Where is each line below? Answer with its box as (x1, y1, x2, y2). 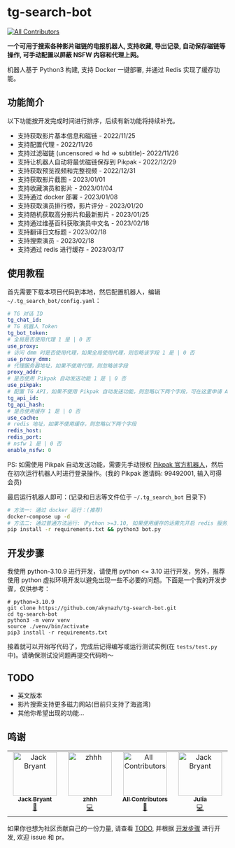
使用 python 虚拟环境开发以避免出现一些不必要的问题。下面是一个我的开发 (7, 576, 221, 584)
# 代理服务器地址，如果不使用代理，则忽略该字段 (7, 362, 128, 369)
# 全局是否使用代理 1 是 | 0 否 (7, 337, 91, 344)
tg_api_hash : (7, 401, 45, 408)
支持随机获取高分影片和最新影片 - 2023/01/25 (17, 210, 150, 218)
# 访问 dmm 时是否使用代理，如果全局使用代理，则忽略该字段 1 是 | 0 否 (7, 349, 195, 356)
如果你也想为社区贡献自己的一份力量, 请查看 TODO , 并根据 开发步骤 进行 (7, 824, 215, 833)
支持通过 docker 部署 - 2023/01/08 (17, 192, 118, 201)
